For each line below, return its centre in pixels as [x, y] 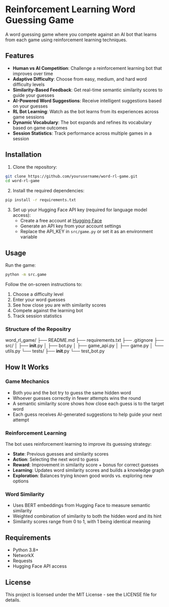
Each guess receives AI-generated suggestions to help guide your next [87, 414]
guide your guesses [33, 95]
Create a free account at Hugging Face [61, 221]
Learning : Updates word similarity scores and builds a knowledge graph [88, 470]
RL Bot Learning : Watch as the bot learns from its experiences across [86, 111]
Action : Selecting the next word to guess [56, 460]
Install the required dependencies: [49, 191]
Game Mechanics [27, 382]
